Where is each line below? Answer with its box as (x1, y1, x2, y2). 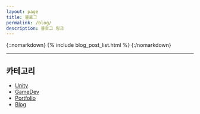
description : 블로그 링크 (6, 25, 64, 31)
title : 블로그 (6, 14, 37, 20)
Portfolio (14, 94, 36, 102)
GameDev (14, 88, 40, 96)
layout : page (6, 8, 39, 15)
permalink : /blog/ (6, 20, 52, 26)
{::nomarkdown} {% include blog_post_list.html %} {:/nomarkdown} (6, 42, 171, 49)
